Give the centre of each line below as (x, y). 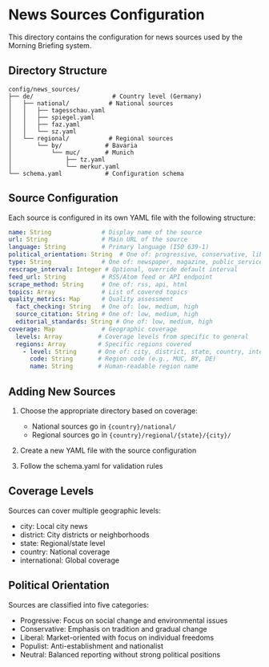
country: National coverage (65, 551)
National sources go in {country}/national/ (104, 426)
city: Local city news (54, 526)
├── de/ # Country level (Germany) (105, 96)
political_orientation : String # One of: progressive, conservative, (128, 254)
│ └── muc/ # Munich (71, 153)
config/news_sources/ (44, 89)
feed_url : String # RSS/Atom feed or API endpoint (111, 277)
